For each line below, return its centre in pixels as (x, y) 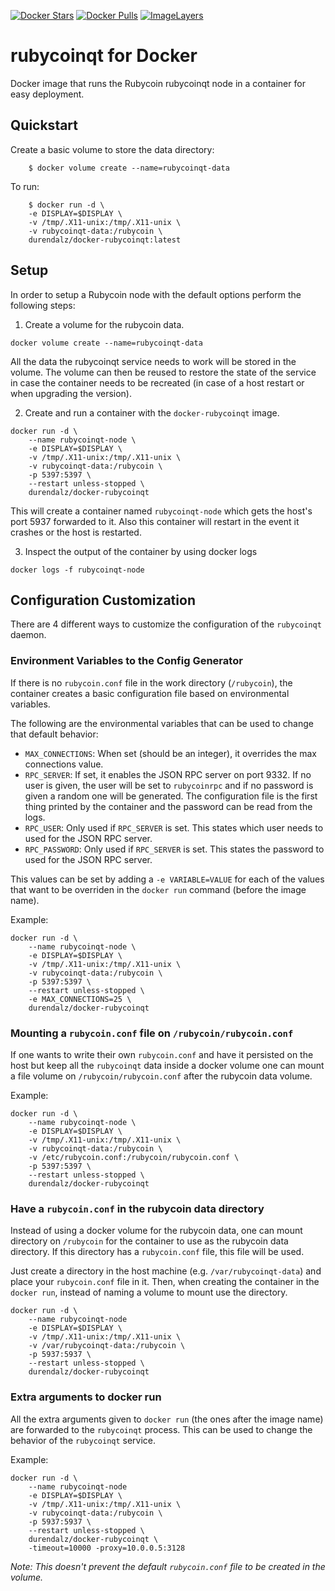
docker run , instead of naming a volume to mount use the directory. (149, 1292)
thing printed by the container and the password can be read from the (168, 806)
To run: (25, 186)
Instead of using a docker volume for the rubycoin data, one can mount (156, 1231)
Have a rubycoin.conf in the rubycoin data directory (137, 1208)
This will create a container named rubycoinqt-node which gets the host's (161, 511)
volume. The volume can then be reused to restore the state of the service (163, 372)
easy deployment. (47, 94)
